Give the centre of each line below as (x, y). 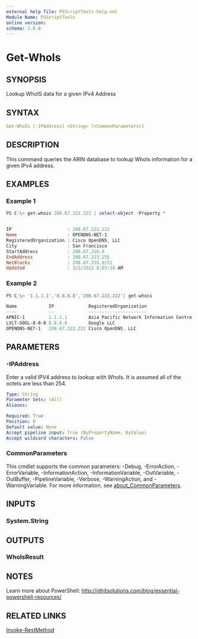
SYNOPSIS (26, 79)
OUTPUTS (25, 540)
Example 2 (22, 283)
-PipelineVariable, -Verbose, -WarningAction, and (92, 479)
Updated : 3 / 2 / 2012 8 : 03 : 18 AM (65, 268)
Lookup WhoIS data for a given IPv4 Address (61, 94)
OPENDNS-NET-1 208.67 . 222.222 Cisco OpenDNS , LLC (71, 328)
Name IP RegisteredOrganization (76, 306)
